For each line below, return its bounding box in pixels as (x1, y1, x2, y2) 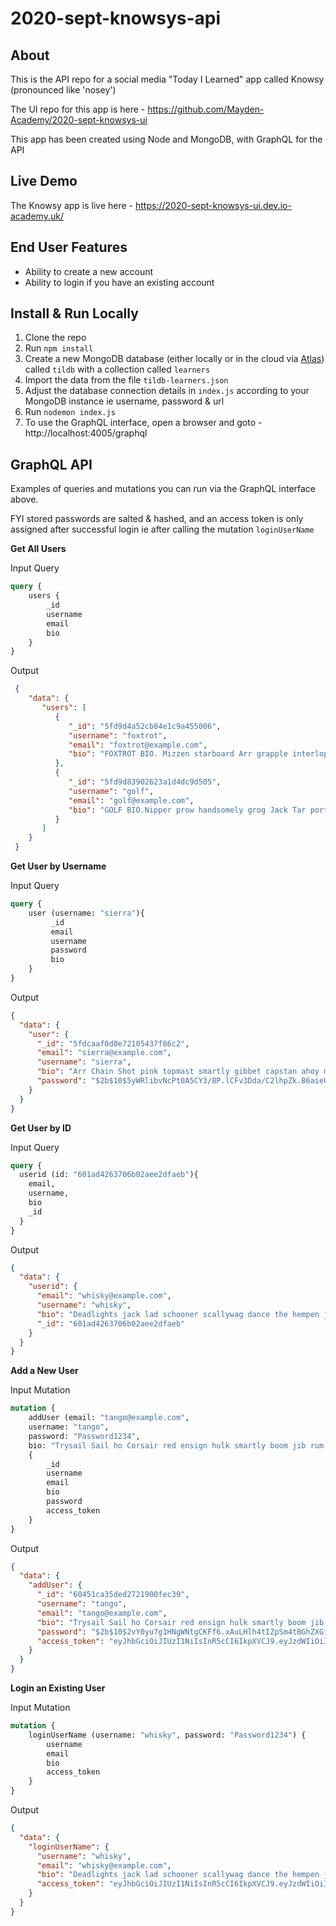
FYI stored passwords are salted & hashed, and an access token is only (10, 513, 304, 525)
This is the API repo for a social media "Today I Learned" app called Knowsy (10, 73, 325, 85)
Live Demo (10, 173, 78, 190)
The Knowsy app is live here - (10, 199, 134, 211)
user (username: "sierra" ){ (28, 908, 145, 918)
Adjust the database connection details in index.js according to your (24, 385, 310, 397)
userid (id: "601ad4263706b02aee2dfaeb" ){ (19, 1170, 199, 1180)
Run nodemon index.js (24, 406, 116, 418)
